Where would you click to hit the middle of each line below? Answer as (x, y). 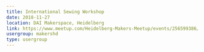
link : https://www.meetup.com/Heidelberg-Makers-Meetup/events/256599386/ (103, 28)
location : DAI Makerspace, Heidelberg (55, 23)
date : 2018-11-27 (28, 17)
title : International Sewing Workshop (55, 12)
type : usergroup (27, 39)
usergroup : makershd (32, 34)
